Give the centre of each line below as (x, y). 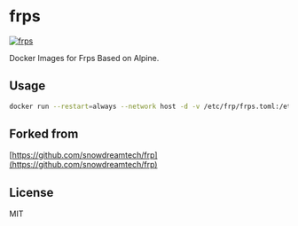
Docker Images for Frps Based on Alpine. (84, 58)
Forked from (44, 134)
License (31, 192)
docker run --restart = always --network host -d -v (105, 106)
